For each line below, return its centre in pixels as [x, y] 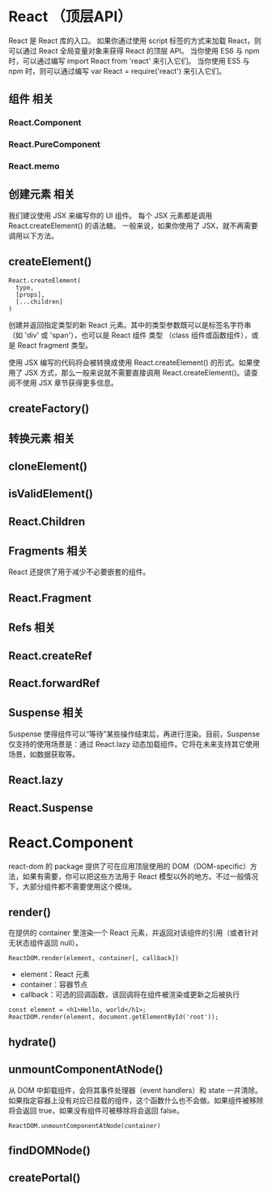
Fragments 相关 [48, 551]
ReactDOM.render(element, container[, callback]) [94, 958]
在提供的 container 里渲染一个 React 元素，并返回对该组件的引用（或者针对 [134, 933]
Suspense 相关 [46, 713]
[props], [30, 294]
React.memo [34, 166]
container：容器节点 [54, 984]
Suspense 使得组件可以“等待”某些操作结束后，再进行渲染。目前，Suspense [134, 734]
